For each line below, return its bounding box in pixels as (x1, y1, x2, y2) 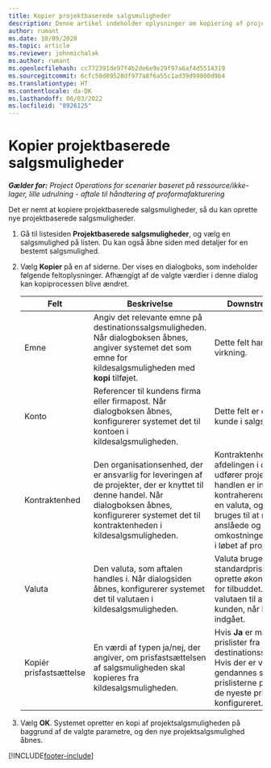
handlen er (214, 480, 256, 491)
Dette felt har (214, 337, 265, 348)
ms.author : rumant (8, 57, 70, 65)
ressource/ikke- (196, 181, 250, 191)
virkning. (214, 347, 248, 359)
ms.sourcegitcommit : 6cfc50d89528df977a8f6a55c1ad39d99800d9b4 (8, 72, 226, 80)
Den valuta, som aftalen (93, 563, 183, 574)
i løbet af (214, 540, 248, 552)
